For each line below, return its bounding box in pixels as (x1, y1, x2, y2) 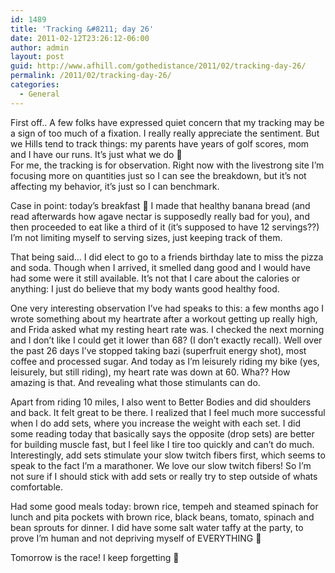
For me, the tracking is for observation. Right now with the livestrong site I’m (10, 159, 325, 171)
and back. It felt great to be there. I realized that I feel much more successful (10, 406, 326, 418)
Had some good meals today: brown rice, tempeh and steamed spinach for (10, 500, 319, 512)
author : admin (10, 42, 70, 53)
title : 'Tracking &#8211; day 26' (10, 24, 155, 34)
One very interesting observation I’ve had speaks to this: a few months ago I (10, 302, 324, 314)
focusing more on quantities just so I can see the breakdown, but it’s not (10, 169, 307, 181)
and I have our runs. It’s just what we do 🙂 (10, 148, 183, 160)
